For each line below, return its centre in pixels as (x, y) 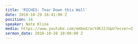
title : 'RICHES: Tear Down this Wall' (46, 10)
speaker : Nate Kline (27, 24)
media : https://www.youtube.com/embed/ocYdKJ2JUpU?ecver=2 (69, 29)
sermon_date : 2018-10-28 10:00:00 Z (44, 33)
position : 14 (19, 19)
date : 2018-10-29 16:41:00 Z (36, 15)
